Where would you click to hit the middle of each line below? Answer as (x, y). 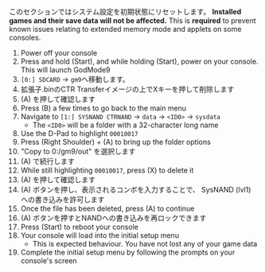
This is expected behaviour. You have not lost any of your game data (145, 244)
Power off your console (59, 53)
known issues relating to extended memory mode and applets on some (125, 29)
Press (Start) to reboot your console (79, 227)
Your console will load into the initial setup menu (100, 235)
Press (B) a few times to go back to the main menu (103, 108)
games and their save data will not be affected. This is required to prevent (133, 21)
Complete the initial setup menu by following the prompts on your (128, 252)
